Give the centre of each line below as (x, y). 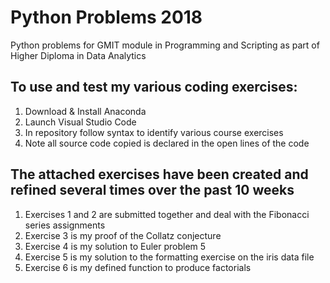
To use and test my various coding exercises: (154, 87)
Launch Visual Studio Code (80, 122)
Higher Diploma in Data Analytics (78, 55)
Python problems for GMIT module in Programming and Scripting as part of (165, 45)
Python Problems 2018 (106, 17)
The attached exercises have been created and (159, 174)
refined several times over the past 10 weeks (152, 190)
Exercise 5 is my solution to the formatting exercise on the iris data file (169, 257)
